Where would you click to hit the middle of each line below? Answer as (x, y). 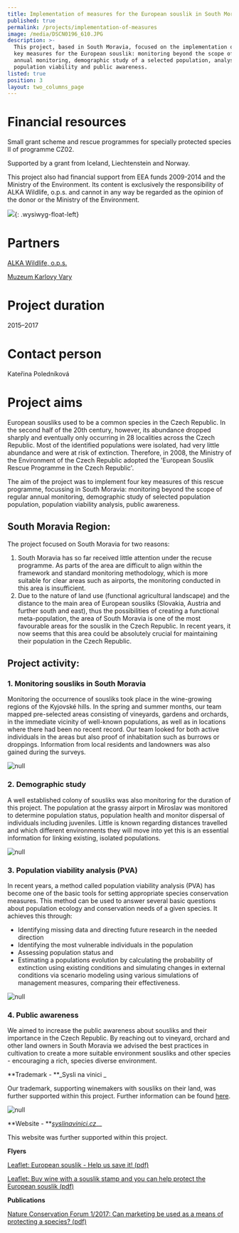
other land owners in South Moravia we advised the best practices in (108, 1046)
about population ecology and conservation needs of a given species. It (112, 909)
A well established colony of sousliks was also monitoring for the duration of (119, 800)
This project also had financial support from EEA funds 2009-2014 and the (116, 177)
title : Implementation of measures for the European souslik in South (114, 14)
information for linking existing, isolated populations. (84, 837)
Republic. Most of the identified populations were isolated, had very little (113, 445)
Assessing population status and (65, 953)
